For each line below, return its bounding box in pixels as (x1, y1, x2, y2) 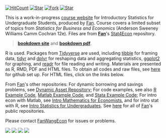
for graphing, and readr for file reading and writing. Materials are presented (5, 61, 161, 66)
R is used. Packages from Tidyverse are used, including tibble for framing (5, 50, 158, 56)
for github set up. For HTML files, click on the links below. (5, 72, 125, 78)
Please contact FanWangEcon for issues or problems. (5, 118, 116, 123)
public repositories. (5, 108, 45, 114)
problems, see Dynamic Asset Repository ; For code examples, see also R (5, 87, 157, 93)
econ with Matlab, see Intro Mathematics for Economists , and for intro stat (5, 97, 159, 103)
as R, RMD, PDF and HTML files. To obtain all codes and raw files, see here (5, 66, 160, 72)
